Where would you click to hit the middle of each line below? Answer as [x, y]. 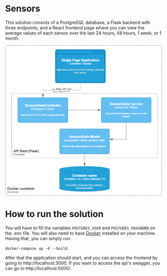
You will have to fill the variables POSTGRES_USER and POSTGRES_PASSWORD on [80, 228]
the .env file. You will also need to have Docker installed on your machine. [81, 233]
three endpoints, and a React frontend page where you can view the [75, 27]
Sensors [23, 9]
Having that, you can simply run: [38, 238]
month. [12, 38]
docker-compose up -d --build [37, 248]
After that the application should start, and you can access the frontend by [82, 258]
